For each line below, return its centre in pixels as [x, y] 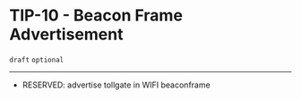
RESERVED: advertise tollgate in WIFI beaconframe [116, 85]
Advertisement [66, 34]
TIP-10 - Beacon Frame [96, 16]
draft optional [37, 60]
